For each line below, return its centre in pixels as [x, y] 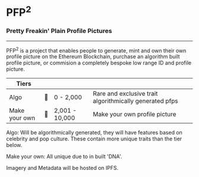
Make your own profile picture [134, 114]
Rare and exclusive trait [125, 94]
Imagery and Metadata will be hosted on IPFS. [62, 168]
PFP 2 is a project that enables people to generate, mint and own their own [96, 50]
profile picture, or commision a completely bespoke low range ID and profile [99, 63]
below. [14, 145]
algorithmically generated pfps [136, 101]
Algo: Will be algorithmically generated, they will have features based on [94, 133]
